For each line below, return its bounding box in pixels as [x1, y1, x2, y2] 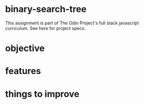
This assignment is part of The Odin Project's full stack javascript [5, 20, 140, 26]
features [5, 66, 41, 77]
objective [5, 43, 45, 54]
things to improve [5, 88, 80, 100]
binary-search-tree [5, 3, 87, 15]
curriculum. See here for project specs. [5, 25, 86, 31]
